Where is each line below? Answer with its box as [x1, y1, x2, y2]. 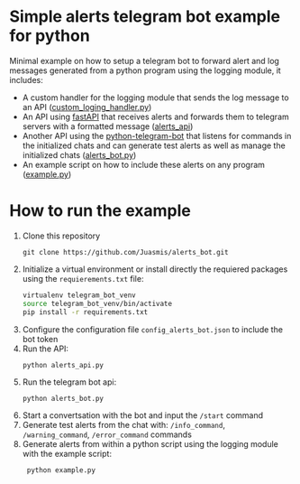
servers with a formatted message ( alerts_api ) [22, 120, 194, 132]
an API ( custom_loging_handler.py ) [22, 101, 152, 112]
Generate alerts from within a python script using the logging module [22, 438, 279, 449]
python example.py [26, 465, 96, 475]
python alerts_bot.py [22, 394, 104, 403]
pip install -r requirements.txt [22, 307, 149, 317]
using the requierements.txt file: [22, 273, 144, 284]
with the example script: [22, 448, 113, 459]
